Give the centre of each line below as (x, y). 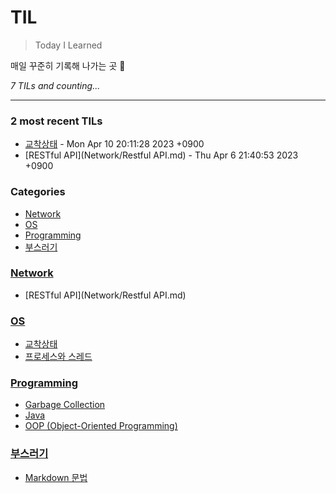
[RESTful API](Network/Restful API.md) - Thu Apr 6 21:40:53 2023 (161, 155)
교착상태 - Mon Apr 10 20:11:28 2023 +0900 (114, 144)
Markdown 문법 (56, 477)
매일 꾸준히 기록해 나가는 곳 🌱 (68, 65)
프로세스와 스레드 (58, 357)
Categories (38, 192)
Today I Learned (68, 45)
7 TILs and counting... (55, 85)
